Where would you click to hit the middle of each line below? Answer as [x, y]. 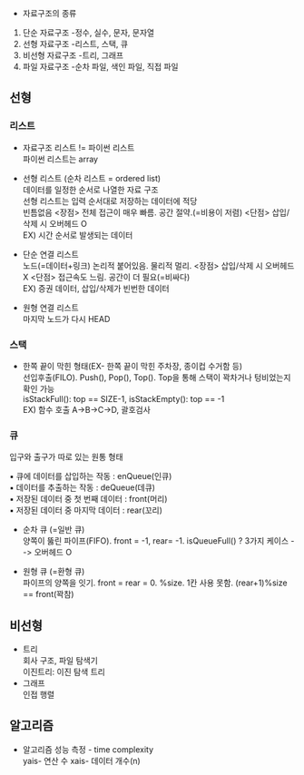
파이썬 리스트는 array [60, 159]
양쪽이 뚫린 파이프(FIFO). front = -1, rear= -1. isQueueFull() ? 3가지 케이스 [155, 541]
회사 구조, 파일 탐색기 [60, 661]
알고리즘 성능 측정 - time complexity [88, 749]
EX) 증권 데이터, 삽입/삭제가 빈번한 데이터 [96, 288]
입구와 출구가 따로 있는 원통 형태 [67, 457]
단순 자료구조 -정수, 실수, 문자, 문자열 [88, 33]
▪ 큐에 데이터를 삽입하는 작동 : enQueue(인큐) [91, 476]
